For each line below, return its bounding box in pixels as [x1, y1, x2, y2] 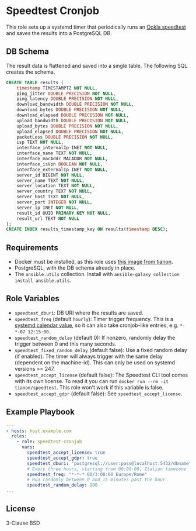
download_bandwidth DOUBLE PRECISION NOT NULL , [16, 101, 134, 108]
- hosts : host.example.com [6, 428, 72, 434]
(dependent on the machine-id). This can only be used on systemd [14, 358, 176, 366]
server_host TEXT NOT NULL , [16, 194, 85, 200]
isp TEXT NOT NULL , [16, 139, 64, 146]
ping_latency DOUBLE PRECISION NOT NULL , [16, 96, 118, 102]
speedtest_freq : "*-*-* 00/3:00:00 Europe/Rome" [27, 471, 148, 477]
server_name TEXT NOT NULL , [16, 177, 85, 184]
